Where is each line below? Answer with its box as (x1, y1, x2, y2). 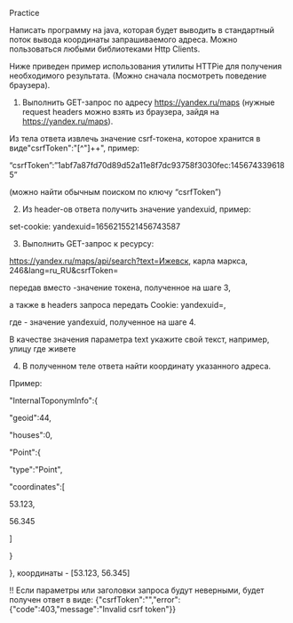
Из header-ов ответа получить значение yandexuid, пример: (21, 204, 251, 214)
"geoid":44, (9, 413, 51, 423)
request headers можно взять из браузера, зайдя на (21, 107, 220, 117)
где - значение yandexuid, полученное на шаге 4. (9, 317, 197, 328)
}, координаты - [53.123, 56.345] (9, 568, 131, 578)
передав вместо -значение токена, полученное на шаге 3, (9, 282, 231, 293)
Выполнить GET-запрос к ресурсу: (21, 239, 154, 248)
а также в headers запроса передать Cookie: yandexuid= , (9, 300, 226, 310)
